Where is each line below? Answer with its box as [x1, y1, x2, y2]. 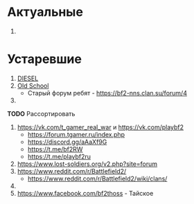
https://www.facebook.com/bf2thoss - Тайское [17, 189, 154, 197]
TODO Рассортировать [7, 109, 76, 118]
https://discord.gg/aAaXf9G [27, 138, 107, 146]
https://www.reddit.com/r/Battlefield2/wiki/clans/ [27, 174, 168, 183]
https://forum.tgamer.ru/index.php [27, 130, 125, 138]
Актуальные [7, 4, 83, 20]
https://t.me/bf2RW [27, 145, 83, 153]
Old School [17, 81, 49, 90]
